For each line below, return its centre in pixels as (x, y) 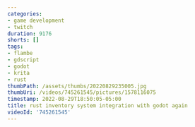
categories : (25, 14)
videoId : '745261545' (39, 112)
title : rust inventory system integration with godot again (98, 106)
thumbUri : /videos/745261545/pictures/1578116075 (82, 92)
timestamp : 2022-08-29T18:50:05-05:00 (64, 99)
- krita (19, 73)
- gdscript (23, 60)
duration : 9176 (30, 34)
